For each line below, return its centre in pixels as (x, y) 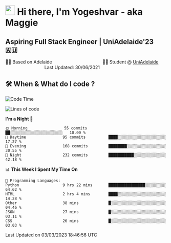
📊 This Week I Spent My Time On (41, 169)
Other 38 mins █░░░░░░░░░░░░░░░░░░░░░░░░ (86, 203)
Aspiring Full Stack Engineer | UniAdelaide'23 (80, 42)
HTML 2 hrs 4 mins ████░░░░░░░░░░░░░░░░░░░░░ (86, 194)
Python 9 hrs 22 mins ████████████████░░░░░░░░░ (86, 185)
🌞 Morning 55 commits (46, 128)
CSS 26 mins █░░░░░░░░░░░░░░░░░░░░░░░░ (86, 221)
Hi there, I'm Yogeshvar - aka (80, 12)
